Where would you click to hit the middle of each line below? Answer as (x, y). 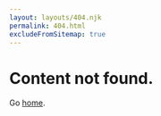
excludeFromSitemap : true (57, 34)
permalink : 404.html (48, 26)
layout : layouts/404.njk (55, 17)
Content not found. (81, 78)
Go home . (27, 103)
